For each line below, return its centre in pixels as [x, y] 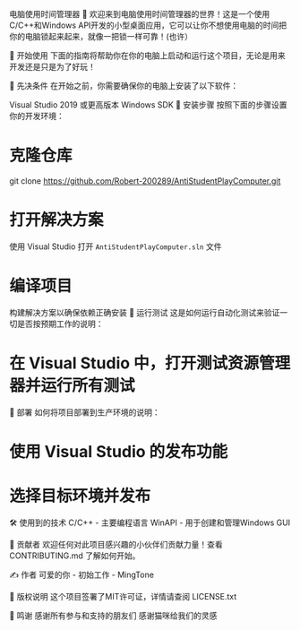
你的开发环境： [37, 116]
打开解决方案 [57, 220]
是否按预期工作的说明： [60, 324]
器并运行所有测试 [73, 385]
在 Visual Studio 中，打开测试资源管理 [150, 363]
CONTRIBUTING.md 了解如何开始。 [75, 556]
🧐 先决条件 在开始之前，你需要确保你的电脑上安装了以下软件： [124, 86]
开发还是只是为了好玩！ [52, 67]
